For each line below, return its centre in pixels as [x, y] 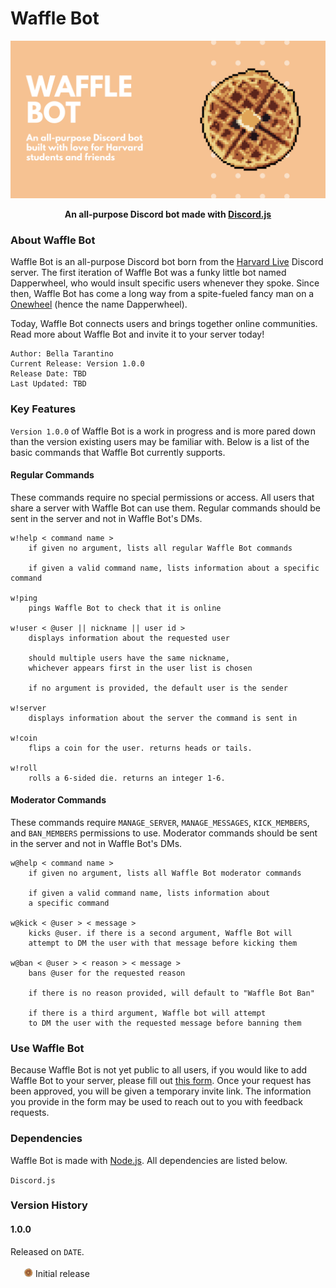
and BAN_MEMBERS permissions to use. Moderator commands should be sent [164, 833]
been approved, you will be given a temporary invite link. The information [161, 1091]
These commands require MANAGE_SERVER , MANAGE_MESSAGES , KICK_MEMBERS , [160, 822]
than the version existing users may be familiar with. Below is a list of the [160, 441]
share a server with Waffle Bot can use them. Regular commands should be [165, 508]
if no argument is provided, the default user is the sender [158, 688]
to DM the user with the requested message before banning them [165, 1023]
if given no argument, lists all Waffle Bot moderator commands [165, 873]
